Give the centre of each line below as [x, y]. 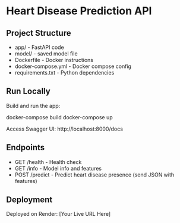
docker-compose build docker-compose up [59, 117]
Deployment [29, 200]
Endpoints [26, 148]
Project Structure [39, 33]
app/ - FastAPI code [39, 47]
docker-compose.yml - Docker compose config [73, 66]
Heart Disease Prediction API [79, 11]
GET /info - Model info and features [58, 168]
